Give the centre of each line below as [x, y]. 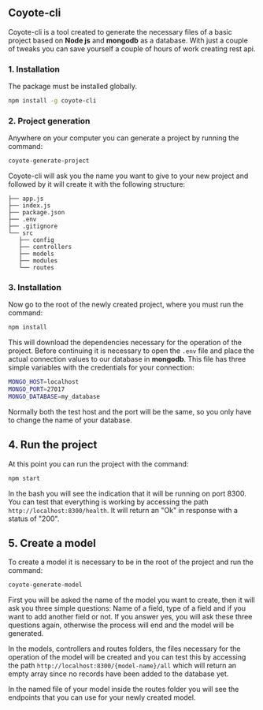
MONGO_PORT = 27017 [37, 389]
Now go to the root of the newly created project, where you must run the [126, 305]
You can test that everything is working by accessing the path [108, 502]
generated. [26, 634]
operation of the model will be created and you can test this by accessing [127, 657]
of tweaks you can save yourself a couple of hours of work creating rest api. [132, 48]
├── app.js [26, 199]
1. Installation [34, 69]
